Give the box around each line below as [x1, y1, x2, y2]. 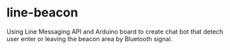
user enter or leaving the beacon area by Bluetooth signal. [6, 34, 173, 42]
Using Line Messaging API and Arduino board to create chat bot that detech [6, 27, 224, 36]
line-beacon [6, 5, 79, 21]
